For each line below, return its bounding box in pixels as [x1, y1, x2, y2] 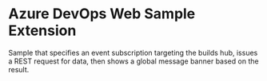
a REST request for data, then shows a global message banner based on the [8, 56, 259, 66]
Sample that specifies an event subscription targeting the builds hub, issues [8, 48, 258, 57]
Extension [8, 21, 77, 40]
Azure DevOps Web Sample [8, 5, 196, 23]
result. [8, 64, 30, 74]
